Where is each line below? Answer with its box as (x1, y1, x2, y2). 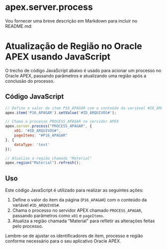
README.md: (5, 23, 33, 29)
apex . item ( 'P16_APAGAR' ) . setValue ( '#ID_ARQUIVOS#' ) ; (5, 110, 117, 115)
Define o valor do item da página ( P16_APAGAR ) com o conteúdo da (12, 197, 147, 203)
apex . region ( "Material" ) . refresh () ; (5, 160, 81, 165)
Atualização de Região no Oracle (5, 41, 143, 52)
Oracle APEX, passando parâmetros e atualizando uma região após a (5, 72, 147, 78)
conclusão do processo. (5, 78, 55, 84)
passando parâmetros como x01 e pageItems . (12, 213, 104, 219)
